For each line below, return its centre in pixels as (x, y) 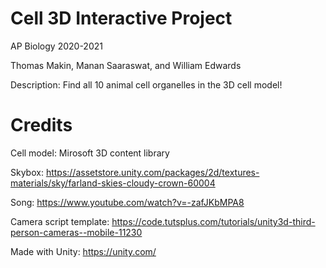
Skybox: (27, 172)
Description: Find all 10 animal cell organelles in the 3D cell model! (146, 84)
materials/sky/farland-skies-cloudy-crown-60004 (113, 183)
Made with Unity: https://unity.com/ (83, 251)
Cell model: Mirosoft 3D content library (90, 153)
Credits (41, 125)
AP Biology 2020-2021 (56, 46)
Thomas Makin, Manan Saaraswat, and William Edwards (126, 65)
